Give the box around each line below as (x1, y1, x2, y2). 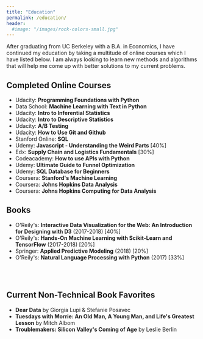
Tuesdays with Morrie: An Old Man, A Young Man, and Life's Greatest (15, 313, 194, 320)
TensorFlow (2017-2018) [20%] (15, 240, 95, 248)
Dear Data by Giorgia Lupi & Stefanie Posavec (15, 306, 131, 313)
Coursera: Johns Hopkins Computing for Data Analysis (15, 187, 157, 195)
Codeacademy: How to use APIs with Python (15, 155, 130, 162)
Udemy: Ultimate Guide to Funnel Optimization (15, 162, 135, 169)
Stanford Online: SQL (15, 135, 69, 143)
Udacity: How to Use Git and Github (15, 129, 106, 136)
